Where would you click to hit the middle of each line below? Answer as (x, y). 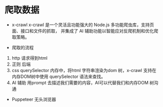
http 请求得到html (30, 58)
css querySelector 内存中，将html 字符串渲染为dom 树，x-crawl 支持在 (84, 70)
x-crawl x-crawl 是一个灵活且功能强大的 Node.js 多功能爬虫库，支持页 (83, 25)
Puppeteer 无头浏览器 (34, 99)
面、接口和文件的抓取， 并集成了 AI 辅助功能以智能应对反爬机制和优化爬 (85, 31)
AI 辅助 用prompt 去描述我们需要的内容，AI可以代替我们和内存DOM (80, 82)
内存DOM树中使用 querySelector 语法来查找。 (59, 76)
